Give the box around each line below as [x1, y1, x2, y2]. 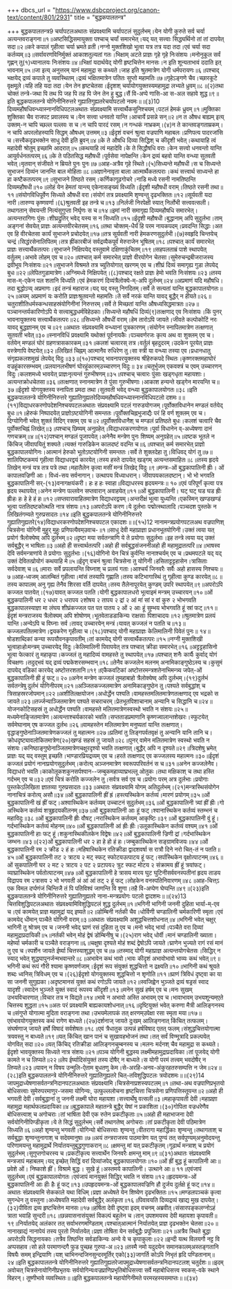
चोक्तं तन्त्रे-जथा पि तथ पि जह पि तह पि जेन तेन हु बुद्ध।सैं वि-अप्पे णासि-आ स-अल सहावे [7, 89, 198, 98]
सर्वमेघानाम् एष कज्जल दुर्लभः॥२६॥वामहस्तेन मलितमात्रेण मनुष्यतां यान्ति [7, 720, 160, 729]
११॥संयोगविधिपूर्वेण [7, 190, 50, 199]
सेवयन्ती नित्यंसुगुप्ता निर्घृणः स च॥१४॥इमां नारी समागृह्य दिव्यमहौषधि [28, 206, 175, 214]
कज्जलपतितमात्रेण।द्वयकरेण [7, 627, 68, 635]
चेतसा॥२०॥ [190, 1219, 219, 1227]
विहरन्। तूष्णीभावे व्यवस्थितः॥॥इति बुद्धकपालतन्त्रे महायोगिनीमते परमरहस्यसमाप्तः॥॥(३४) [7, 1274, 198, 1282]
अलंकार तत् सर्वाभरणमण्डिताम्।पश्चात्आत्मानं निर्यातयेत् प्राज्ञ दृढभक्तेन [39, 1219, 189, 1227]
